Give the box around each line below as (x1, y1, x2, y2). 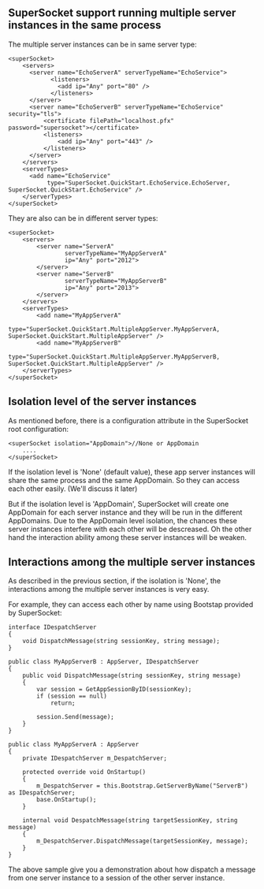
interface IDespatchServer (8, 623, 97, 631)
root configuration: (8, 424, 69, 433)
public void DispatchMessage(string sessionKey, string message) (22, 671, 242, 680)
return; (50, 699, 76, 708)
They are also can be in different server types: (8, 213, 158, 223)
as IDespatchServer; (8, 789, 76, 797)
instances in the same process (8, 19, 162, 32)
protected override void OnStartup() (22, 768, 147, 776)
